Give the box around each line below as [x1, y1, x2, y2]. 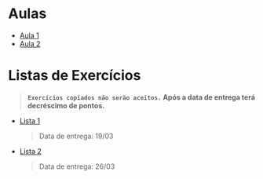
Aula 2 [19, 38, 41, 48]
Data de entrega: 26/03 [38, 162, 115, 171]
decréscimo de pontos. [27, 100, 105, 110]
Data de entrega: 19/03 [38, 131, 114, 141]
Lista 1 [19, 115, 41, 126]
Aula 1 [19, 31, 39, 40]
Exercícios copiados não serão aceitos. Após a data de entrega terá [27, 92, 255, 102]
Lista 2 [19, 146, 42, 155]
